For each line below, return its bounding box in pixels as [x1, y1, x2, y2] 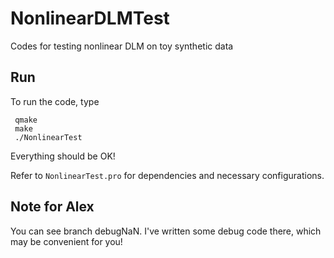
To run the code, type [10, 95, 100, 107]
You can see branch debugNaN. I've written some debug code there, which [10, 225, 322, 237]
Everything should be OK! [10, 150, 116, 162]
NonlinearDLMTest [10, 7, 170, 30]
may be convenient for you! [10, 235, 123, 247]
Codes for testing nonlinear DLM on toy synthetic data [10, 40, 234, 52]
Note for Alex [10, 198, 95, 216]
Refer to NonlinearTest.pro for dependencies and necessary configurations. [10, 169, 325, 181]
